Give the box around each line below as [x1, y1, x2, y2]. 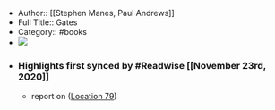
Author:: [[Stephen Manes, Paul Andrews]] [17, 8, 175, 18]
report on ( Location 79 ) [30, 91, 117, 102]
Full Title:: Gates [17, 17, 78, 28]
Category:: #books [17, 27, 88, 37]
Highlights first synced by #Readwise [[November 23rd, [17, 59, 267, 72]
